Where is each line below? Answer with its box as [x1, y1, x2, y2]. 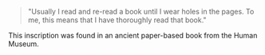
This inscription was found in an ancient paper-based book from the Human [8, 31, 258, 40]
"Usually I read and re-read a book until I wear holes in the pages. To [27, 7, 255, 16]
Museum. [8, 39, 40, 49]
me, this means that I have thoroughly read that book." [27, 15, 207, 25]
